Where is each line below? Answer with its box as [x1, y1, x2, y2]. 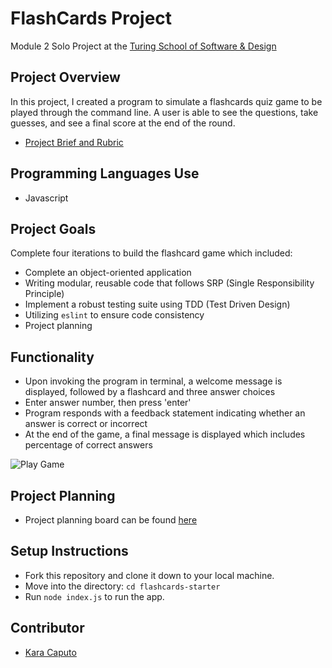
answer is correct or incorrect [24, 418, 148, 430]
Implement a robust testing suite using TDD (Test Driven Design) [24, 298, 291, 311]
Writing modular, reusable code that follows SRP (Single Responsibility [24, 277, 315, 289]
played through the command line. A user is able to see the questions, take [10, 106, 319, 118]
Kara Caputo [24, 646, 77, 658]
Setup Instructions [10, 543, 129, 560]
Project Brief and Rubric [24, 136, 124, 148]
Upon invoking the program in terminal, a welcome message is [24, 375, 283, 387]
